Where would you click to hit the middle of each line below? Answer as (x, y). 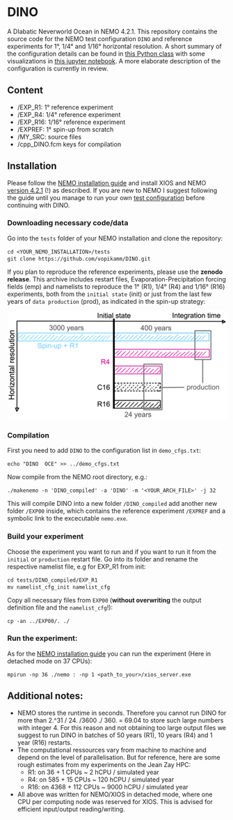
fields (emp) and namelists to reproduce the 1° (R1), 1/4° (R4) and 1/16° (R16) (116, 286)
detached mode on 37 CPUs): (50, 661)
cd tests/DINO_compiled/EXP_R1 (53, 580)
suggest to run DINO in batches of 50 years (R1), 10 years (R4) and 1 (115, 735)
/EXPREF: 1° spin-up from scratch (65, 129)
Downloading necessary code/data (68, 223)
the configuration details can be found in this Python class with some (106, 54)
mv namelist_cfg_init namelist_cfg (59, 587)
